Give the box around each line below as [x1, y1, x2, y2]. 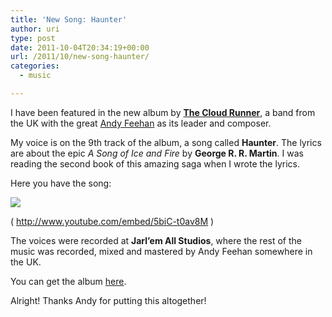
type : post [10, 33, 56, 43]
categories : [10, 61, 60, 71]
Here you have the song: [10, 177, 112, 189]
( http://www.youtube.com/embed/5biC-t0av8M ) [10, 215, 215, 227]
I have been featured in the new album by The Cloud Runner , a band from [10, 106, 316, 118]
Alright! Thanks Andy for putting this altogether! [10, 294, 207, 306]
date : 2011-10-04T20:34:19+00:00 [10, 42, 150, 53]
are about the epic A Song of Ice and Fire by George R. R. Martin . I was [10, 147, 304, 159]
